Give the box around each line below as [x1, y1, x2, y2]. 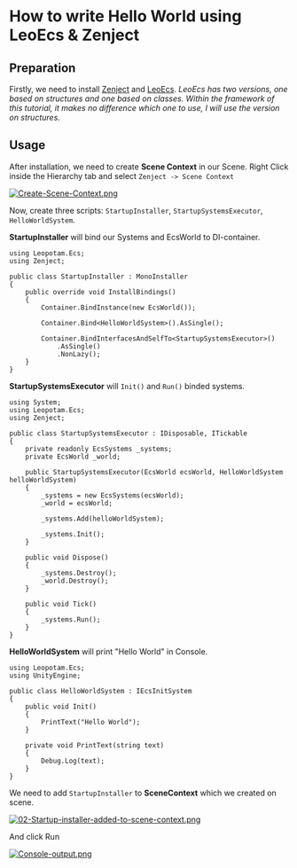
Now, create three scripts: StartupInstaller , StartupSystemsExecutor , [9, 205, 263, 215]
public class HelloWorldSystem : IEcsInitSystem [9, 686, 192, 695]
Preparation [9, 60, 76, 75]
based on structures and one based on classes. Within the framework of [9, 93, 275, 104]
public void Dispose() [25, 552, 109, 562]
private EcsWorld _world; [25, 452, 121, 461]
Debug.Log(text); [41, 756, 105, 765]
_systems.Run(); [41, 614, 101, 624]
